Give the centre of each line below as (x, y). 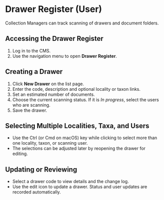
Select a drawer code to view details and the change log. (71, 182)
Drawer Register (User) (54, 9)
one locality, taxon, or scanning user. (50, 143)
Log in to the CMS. (31, 50)
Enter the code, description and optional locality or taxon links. (76, 89)
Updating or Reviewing (41, 169)
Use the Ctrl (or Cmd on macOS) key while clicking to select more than (85, 138)
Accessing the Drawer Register (54, 39)
